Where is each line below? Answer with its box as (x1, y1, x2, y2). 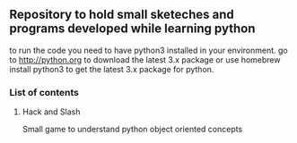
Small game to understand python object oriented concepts (22, 124, 243, 135)
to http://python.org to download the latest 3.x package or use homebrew (9, 54, 281, 65)
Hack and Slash (22, 106, 81, 117)
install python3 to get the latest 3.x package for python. (9, 63, 214, 74)
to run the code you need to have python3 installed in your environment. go (9, 45, 289, 55)
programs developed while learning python (9, 21, 256, 37)
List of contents (9, 86, 79, 98)
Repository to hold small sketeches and (9, 7, 235, 22)
